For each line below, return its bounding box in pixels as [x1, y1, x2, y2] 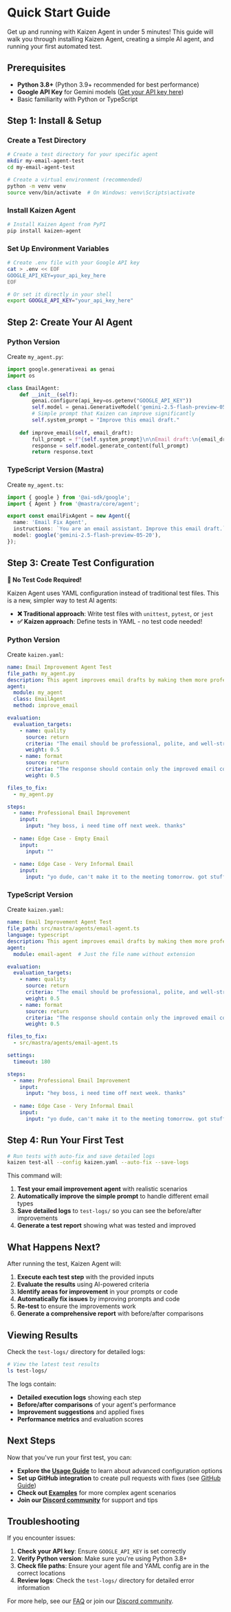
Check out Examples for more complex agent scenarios [16, 1488, 177, 1496]
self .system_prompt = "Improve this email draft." [32, 417, 180, 424]
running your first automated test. [7, 42, 102, 50]
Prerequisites [7, 62, 66, 74]
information [16, 1584, 50, 1592]
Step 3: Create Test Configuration [7, 557, 155, 569]
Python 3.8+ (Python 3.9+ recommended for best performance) [16, 80, 199, 89]
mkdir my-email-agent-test [7, 157, 85, 164]
